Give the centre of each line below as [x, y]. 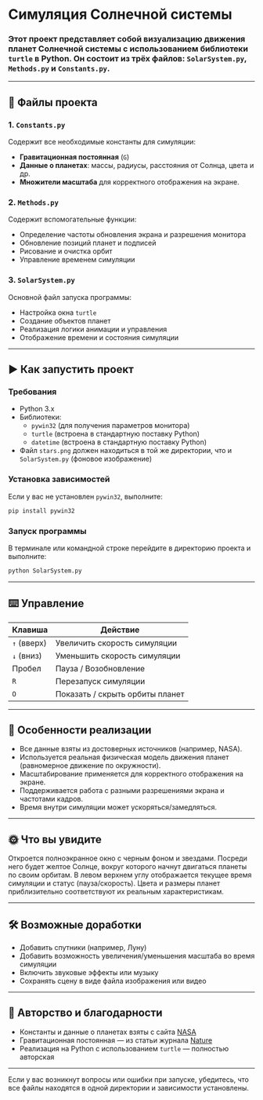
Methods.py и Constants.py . [59, 68]
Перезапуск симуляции [100, 681]
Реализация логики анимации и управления [93, 329]
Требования [32, 392]
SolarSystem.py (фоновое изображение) [86, 459]
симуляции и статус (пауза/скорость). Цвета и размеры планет [114, 883]
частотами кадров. [51, 799]
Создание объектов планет [65, 320]
